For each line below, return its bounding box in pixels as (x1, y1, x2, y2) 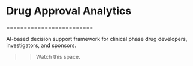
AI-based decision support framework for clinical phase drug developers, (6, 35, 188, 42)
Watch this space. (35, 53, 80, 60)
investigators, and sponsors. (6, 42, 77, 49)
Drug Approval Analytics (6, 4, 132, 18)
